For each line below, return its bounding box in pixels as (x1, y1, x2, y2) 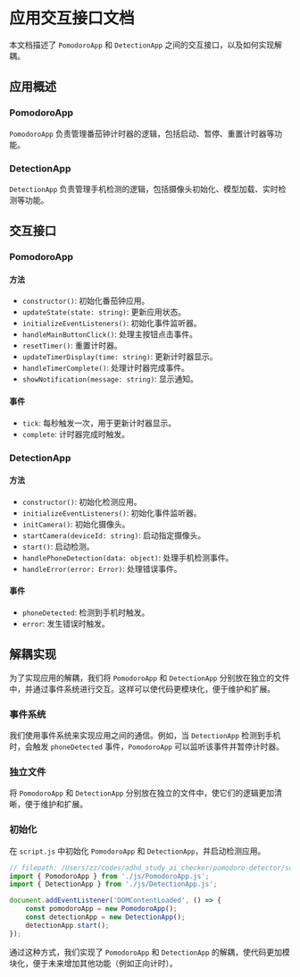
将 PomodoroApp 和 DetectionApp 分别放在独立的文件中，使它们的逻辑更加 (9, 787, 275, 798)
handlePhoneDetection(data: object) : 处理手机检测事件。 (21, 552, 234, 563)
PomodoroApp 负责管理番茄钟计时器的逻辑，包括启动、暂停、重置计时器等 (9, 128, 275, 139)
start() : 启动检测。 (21, 541, 95, 552)
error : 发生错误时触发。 (21, 618, 110, 628)
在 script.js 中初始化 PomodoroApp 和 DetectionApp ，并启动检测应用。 (9, 846, 266, 856)
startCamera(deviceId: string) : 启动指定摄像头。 (21, 529, 206, 541)
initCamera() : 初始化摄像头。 (21, 518, 130, 529)
